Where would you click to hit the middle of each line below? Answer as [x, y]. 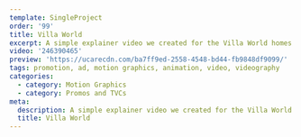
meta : [19, 101]
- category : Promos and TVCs [72, 93]
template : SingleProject [56, 18]
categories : [32, 77]
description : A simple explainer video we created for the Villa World [155, 110]
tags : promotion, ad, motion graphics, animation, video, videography [145, 68]
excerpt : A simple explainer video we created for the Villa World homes [151, 43]
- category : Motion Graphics [72, 85]
